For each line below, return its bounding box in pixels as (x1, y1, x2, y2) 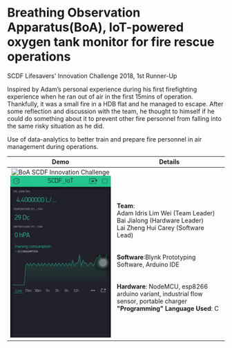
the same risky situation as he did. (7, 122, 105, 130)
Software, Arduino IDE (117, 260, 180, 269)
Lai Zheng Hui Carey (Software (117, 224, 205, 232)
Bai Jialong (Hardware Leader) (117, 216, 204, 225)
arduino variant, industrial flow (117, 290, 203, 298)
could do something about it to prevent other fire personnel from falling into (7, 114, 222, 122)
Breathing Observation (7, 5, 141, 21)
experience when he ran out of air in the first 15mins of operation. (7, 92, 193, 101)
